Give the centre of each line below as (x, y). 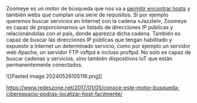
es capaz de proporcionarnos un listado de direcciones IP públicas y (90, 27)
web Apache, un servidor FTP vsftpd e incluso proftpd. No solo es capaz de (98, 52)
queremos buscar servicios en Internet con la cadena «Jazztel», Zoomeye (97, 21)
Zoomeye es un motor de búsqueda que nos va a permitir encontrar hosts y (98, 9)
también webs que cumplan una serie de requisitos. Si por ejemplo (87, 15)
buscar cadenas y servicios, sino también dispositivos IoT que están (89, 59)
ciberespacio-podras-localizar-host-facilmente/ (64, 94)
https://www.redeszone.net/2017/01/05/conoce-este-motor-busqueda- (93, 87)
